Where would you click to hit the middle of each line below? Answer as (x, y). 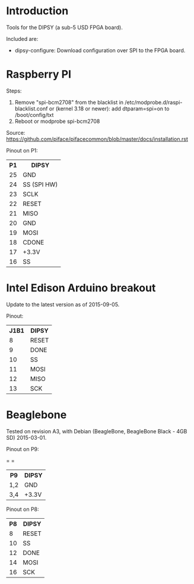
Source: (16, 132)
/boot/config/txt (34, 115)
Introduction (37, 11)
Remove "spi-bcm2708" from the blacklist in (69, 102)
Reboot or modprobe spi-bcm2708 (57, 121)
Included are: (22, 39)
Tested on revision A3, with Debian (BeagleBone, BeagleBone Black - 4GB (97, 431)
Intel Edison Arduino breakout (81, 288)
